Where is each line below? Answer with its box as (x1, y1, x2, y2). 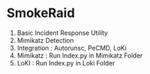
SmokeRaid (6, 5, 75, 21)
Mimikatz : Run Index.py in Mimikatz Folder (16, 51, 143, 60)
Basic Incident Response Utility (16, 28, 108, 37)
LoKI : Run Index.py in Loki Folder (16, 58, 115, 67)
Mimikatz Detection (16, 36, 74, 44)
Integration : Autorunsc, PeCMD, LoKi (16, 43, 127, 52)
